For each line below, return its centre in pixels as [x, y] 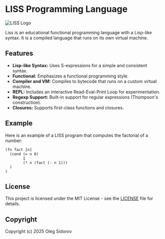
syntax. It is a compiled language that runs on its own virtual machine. [77, 38]
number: [14, 141]
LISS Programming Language [66, 9]
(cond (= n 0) [24, 154]
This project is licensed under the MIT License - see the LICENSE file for [79, 199]
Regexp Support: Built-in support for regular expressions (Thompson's [85, 97]
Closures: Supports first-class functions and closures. [68, 107]
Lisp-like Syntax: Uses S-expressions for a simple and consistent [80, 65]
